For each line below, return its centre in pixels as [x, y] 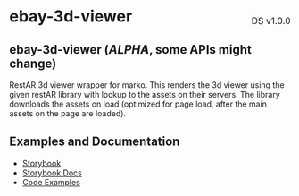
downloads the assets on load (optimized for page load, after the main [138, 104]
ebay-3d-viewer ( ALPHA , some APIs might [130, 50]
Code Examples [51, 182]
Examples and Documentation [95, 142]
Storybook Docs [52, 173]
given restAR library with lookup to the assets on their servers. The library [145, 94]
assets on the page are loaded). [68, 113]
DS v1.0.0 [271, 21]
